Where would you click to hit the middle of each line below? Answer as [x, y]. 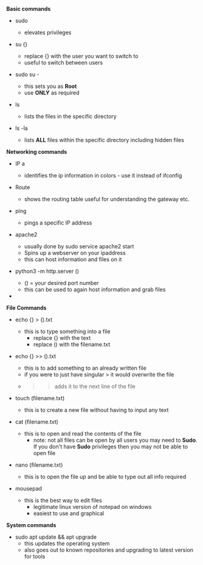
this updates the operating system [67, 543]
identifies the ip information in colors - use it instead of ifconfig [103, 175]
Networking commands [37, 152]
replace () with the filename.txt [72, 344]
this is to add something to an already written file [85, 368]
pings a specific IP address [58, 223]
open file [44, 453]
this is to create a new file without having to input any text [96, 410]
